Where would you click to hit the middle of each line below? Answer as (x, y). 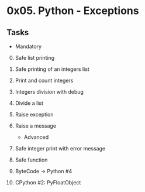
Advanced (36, 137)
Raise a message (36, 126)
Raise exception (34, 114)
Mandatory (28, 46)
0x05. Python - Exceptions (73, 11)
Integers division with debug (49, 92)
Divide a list (29, 103)
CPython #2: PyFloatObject (48, 182)
